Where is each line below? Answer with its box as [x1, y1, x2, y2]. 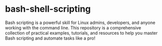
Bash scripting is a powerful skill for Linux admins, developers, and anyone [5, 20, 156, 25]
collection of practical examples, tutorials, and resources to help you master [5, 30, 158, 36]
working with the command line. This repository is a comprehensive [5, 24, 142, 30]
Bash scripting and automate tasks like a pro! [5, 35, 96, 41]
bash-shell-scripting [5, 3, 91, 15]
